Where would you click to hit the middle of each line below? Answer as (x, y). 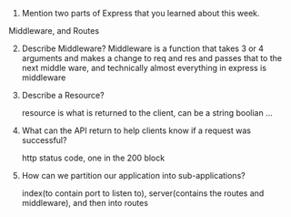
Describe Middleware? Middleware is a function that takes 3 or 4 (143, 48)
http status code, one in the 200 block (93, 158)
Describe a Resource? (63, 95)
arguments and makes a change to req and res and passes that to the (152, 58)
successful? (44, 140)
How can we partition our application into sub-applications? (134, 176)
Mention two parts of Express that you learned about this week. (140, 13)
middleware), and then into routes (85, 203)
